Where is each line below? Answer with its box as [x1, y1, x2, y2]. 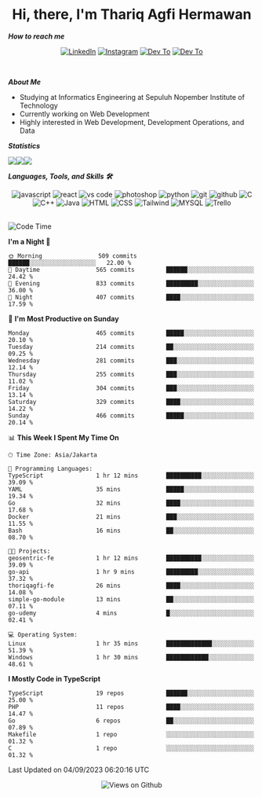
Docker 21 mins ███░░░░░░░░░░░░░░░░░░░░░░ [8, 512, 255, 520]
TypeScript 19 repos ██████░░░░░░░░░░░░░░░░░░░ [8, 689, 255, 697]
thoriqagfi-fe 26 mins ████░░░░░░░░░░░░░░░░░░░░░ [8, 582, 255, 589]
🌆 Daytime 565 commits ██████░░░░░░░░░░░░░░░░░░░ [8, 266, 255, 274]
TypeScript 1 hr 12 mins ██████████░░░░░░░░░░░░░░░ [8, 472, 255, 479]
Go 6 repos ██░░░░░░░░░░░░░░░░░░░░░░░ [8, 717, 255, 725]
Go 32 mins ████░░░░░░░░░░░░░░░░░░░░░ [8, 499, 255, 507]
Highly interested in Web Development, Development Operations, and [19, 117, 245, 127]
